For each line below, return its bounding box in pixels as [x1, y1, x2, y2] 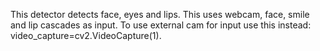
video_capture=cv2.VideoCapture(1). [10, 30, 162, 41]
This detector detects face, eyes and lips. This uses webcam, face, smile [10, 9, 310, 20]
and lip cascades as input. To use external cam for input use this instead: [10, 19, 312, 31]
